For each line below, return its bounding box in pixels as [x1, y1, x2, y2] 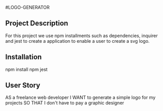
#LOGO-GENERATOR [5, 5, 50, 10]
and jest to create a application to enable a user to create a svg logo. [5, 38, 150, 44]
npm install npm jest [5, 66, 48, 72]
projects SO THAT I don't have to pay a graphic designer [5, 100, 124, 106]
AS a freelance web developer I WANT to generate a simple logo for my [5, 94, 156, 101]
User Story [5, 81, 40, 90]
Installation [5, 53, 42, 62]
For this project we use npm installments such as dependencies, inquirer [5, 33, 158, 39]
